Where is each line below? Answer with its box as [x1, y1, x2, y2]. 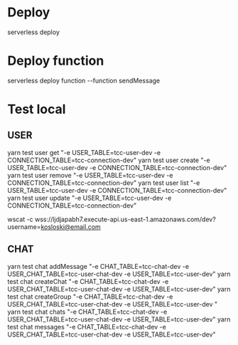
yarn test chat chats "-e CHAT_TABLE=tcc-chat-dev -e [7, 307, 168, 316]
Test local [7, 101, 66, 117]
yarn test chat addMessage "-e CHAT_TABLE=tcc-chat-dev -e [7, 262, 190, 270]
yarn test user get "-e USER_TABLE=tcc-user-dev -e [7, 148, 161, 156]
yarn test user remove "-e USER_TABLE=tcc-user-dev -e [7, 171, 173, 179]
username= [7, 222, 41, 231]
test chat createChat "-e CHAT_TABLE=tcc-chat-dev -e [7, 277, 169, 285]
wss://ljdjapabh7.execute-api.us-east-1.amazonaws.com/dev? [34, 215, 217, 223]
